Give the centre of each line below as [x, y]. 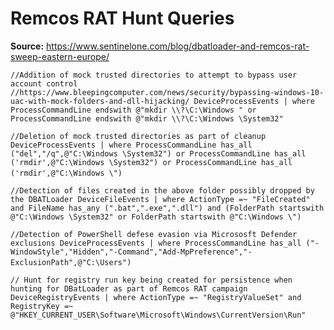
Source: [27, 46]
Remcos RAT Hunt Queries [122, 18]
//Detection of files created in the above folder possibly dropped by [162, 190]
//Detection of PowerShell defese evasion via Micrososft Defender [154, 234]
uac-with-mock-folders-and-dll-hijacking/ [100, 101]
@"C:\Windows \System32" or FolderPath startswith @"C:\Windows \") [156, 217]
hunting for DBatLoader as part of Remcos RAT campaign [129, 288]
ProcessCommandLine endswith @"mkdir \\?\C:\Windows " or [133, 110]
